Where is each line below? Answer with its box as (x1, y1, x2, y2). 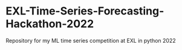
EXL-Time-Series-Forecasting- (5, 4, 164, 18)
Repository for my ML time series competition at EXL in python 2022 (5, 37, 176, 44)
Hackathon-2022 (5, 17, 94, 31)
